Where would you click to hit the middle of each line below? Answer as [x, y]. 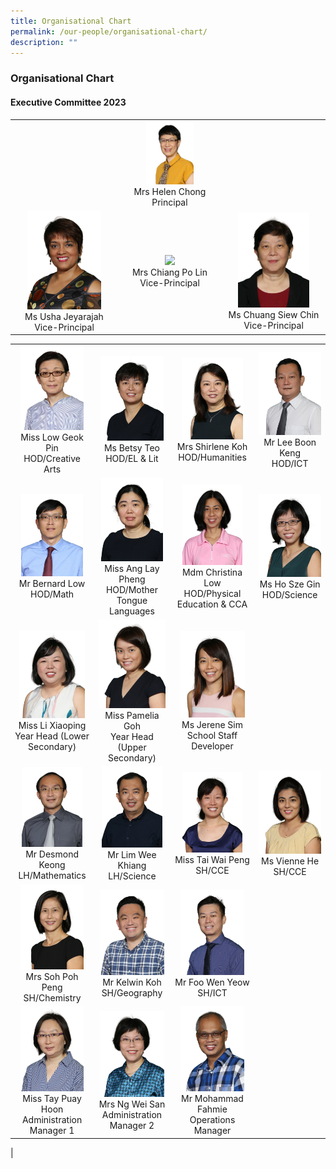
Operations [212, 1120]
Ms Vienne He [290, 861]
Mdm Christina [212, 572]
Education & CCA [212, 604]
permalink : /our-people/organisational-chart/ [109, 31]
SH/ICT [212, 992]
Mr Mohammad [212, 1099]
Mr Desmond [52, 854]
